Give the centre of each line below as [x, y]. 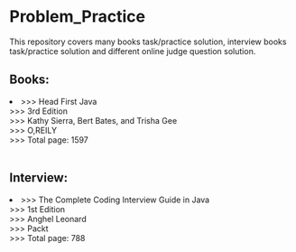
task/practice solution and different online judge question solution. [133, 51]
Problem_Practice [78, 17]
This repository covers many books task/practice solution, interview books [148, 42]
